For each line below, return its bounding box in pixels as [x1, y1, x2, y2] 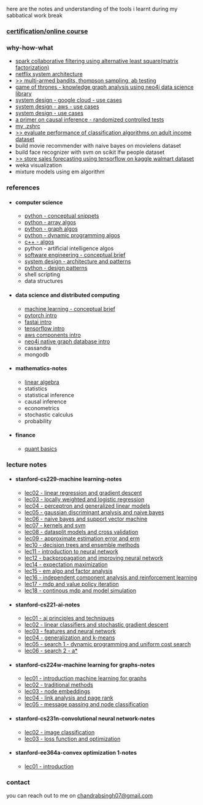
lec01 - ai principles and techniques [24, 614, 115, 622]
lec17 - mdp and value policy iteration [24, 581, 120, 588]
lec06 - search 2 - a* [24, 647, 78, 655]
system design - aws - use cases [15, 103, 99, 110]
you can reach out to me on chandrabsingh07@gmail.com [6, 792, 153, 799]
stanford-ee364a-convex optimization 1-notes [15, 749, 137, 757]
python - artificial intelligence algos [24, 245, 114, 252]
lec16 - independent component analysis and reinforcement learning [24, 574, 197, 581]
